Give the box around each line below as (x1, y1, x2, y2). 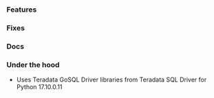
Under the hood (6, 60, 60, 69)
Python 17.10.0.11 (16, 83, 63, 91)
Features (6, 5, 37, 14)
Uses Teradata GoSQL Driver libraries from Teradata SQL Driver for (16, 75, 207, 84)
